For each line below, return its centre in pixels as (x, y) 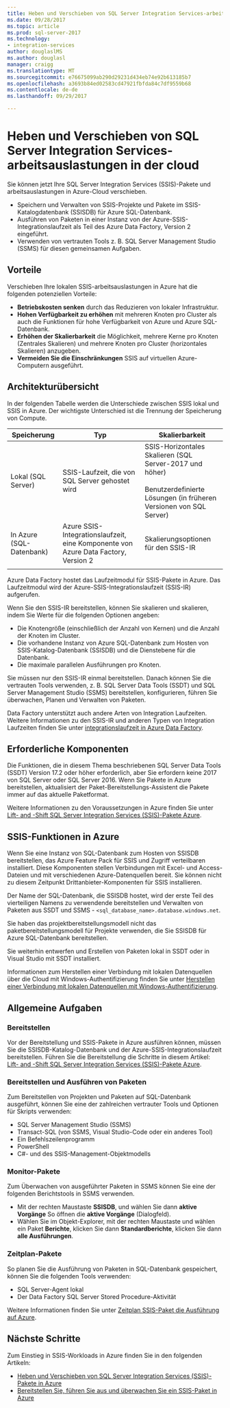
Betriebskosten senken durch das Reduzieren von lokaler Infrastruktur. (118, 307)
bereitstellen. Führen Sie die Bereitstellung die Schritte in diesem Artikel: (109, 1057)
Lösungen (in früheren (181, 497)
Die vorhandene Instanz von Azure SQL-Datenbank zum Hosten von (113, 643)
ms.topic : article (33, 26)
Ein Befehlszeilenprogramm (56, 1139)
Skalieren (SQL (169, 455)
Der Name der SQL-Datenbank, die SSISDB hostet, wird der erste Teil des (111, 896)
